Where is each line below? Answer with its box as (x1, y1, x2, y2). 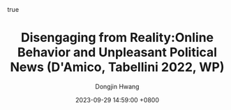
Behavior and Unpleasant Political (17, 45, 218, 61)
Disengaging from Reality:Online (20, 30, 214, 46)
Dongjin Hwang (95, 82, 140, 91)
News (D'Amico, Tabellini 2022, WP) (10, 59, 225, 75)
